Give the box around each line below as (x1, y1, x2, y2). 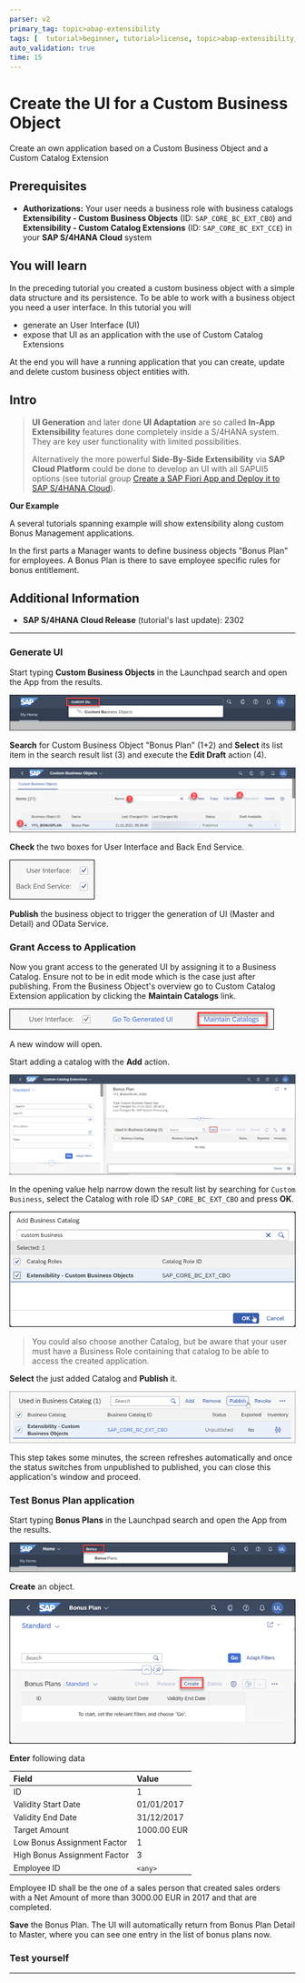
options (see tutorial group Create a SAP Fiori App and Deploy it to (31, 473, 280, 484)
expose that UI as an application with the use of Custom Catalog (22, 328, 263, 340)
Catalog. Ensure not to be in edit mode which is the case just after (9, 971, 256, 982)
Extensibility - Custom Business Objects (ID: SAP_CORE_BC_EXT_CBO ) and (22, 212, 292, 223)
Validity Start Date (13, 1799, 81, 1810)
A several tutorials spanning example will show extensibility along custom (9, 518, 284, 528)
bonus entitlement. (9, 564, 80, 575)
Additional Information (9, 590, 140, 606)
